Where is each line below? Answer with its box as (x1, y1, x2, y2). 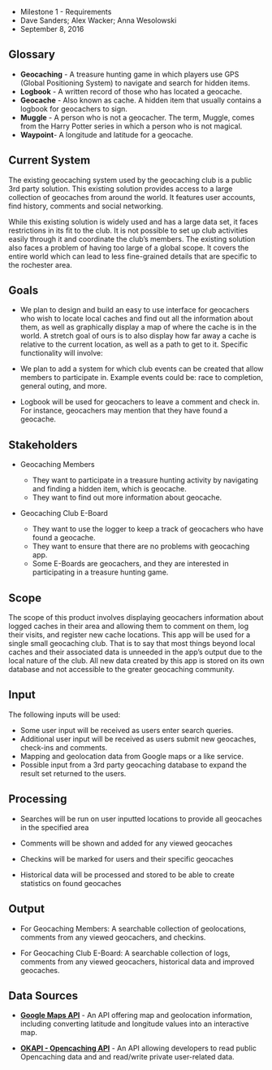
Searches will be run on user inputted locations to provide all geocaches (19, 814, 262, 823)
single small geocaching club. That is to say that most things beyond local (8, 639, 256, 649)
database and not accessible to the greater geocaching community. (8, 665, 235, 675)
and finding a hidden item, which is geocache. (32, 484, 187, 494)
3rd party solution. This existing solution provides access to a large (8, 183, 233, 194)
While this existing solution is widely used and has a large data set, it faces (8, 216, 258, 226)
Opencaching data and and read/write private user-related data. (19, 1052, 235, 1062)
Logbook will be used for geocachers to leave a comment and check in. (19, 397, 260, 407)
